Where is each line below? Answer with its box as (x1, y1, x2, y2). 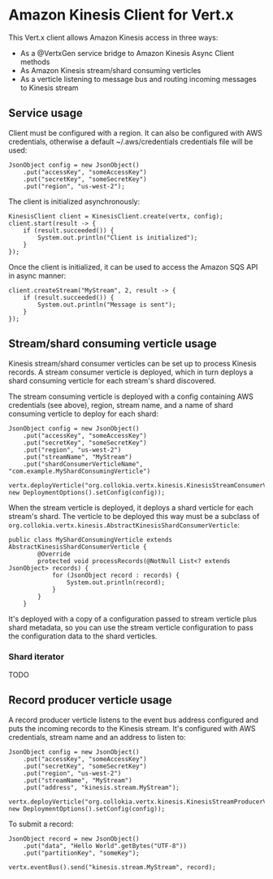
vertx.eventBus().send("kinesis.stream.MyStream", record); (8, 863, 217, 871)
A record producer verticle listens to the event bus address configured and (8, 715, 258, 725)
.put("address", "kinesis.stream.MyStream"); (23, 783, 180, 791)
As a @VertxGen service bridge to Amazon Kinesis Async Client (19, 48, 235, 58)
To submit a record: (8, 819, 74, 829)
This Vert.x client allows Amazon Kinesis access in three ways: (8, 32, 219, 42)
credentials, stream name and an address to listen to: (8, 732, 186, 742)
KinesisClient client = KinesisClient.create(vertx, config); (8, 212, 223, 220)
